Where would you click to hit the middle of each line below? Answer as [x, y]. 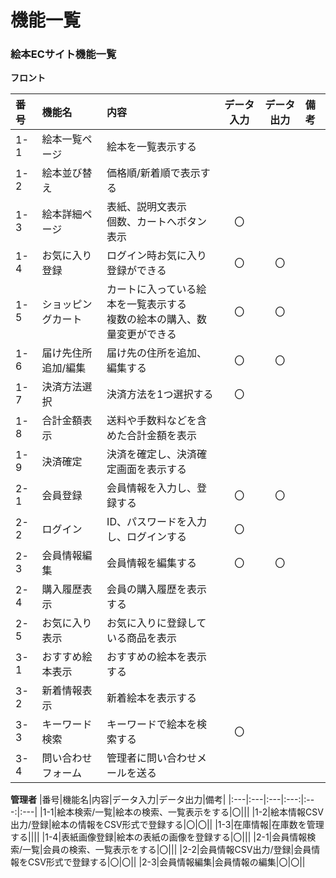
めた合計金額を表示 [152, 436]
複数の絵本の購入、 [152, 319]
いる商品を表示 [142, 638]
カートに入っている [151, 289]
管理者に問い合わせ [152, 758]
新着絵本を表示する [152, 698]
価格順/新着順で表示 [153, 173]
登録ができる [136, 271]
